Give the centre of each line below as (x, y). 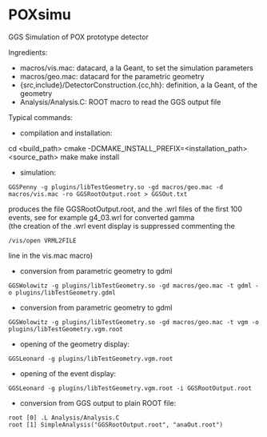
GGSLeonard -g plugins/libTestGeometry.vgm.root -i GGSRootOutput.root (130, 388)
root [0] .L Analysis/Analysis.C (64, 418)
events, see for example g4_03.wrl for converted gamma (102, 217)
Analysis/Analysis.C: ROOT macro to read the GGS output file (120, 102)
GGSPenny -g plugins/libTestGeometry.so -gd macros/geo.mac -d (116, 187)
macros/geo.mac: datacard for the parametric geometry (112, 76)
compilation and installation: (66, 133)
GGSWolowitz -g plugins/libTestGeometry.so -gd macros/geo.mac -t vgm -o (134, 322)
